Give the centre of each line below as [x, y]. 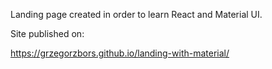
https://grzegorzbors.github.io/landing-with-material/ [120, 53]
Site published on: [47, 33]
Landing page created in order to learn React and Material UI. [136, 14]
